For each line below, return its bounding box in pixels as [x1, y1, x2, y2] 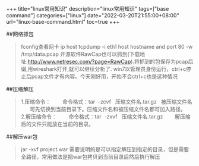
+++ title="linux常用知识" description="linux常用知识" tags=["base [6, 5, 169, 12]
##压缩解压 [6, 86, 34, 92]
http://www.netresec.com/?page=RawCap [27, 58, 131, 65]
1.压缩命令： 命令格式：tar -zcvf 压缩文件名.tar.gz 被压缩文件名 [20, 98, 192, 105]
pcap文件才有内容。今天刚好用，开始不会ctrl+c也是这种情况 [31, 73, 178, 80]
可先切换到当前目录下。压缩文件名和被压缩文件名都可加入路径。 [29, 106, 186, 112]
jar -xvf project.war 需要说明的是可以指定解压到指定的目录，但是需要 [20, 146, 189, 153]
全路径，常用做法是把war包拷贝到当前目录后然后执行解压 [20, 154, 160, 160]
